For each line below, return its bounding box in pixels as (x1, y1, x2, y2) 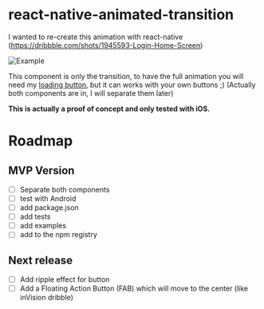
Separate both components (19, 184, 110, 194)
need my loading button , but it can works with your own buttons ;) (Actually (8, 80, 256, 89)
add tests (19, 212, 51, 221)
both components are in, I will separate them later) (8, 88, 174, 97)
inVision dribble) (19, 293, 74, 303)
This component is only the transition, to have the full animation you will (8, 71, 244, 81)
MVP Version (8, 164, 75, 177)
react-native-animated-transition (8, 6, 234, 24)
